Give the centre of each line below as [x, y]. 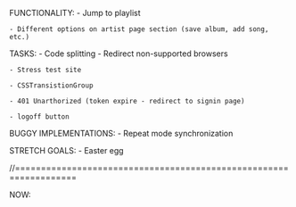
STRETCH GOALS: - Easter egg [66, 150]
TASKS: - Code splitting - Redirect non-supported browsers [119, 54]
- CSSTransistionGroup [51, 86]
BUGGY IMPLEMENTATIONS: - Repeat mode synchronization [121, 133]
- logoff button [39, 117]
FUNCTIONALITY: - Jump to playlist [75, 13]
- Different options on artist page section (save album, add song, [139, 29]
